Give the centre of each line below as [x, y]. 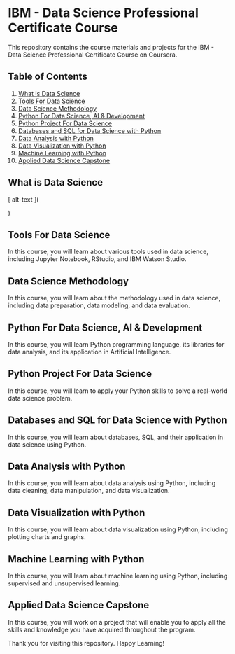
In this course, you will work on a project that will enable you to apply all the [117, 622]
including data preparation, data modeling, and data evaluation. [99, 305]
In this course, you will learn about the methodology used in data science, [114, 298]
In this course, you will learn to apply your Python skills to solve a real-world [118, 391]
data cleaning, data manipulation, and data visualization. [89, 491]
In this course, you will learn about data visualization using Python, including [118, 529]
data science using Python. [47, 444]
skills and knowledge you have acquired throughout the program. [102, 629]
